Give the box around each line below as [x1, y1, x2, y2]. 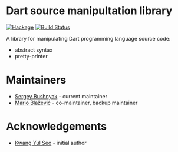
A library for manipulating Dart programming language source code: [6, 35, 171, 42]
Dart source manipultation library [6, 4, 173, 18]
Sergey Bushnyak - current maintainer [14, 92, 108, 100]
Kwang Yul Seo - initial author [14, 139, 87, 146]
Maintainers [6, 74, 67, 87]
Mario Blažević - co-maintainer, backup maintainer [14, 99, 138, 106]
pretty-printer [14, 52, 48, 60]
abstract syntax [14, 46, 53, 54]
